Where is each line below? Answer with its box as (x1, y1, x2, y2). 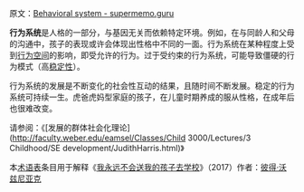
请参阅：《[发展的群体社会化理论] (9, 122, 131, 133)
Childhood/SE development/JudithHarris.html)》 (9, 143, 185, 153)
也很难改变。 (9, 103, 57, 113)
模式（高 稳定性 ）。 (16, 62, 85, 72)
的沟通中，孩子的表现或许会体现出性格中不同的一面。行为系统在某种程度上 (9, 39, 287, 49)
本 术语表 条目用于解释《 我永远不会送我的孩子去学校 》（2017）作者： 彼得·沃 (9, 162, 288, 172)
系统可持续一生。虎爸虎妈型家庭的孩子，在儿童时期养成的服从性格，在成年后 (9, 91, 295, 102)
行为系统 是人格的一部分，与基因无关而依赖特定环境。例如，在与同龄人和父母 (9, 27, 295, 38)
